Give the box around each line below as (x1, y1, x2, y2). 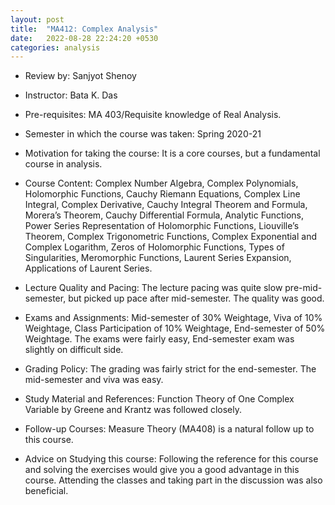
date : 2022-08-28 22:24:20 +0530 (10, 33, 159, 43)
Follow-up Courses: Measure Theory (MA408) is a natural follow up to (24, 423, 315, 435)
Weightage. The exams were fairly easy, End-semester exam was (24, 333, 295, 345)
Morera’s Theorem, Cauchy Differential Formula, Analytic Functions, (24, 209, 305, 221)
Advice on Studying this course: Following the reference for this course (24, 453, 319, 465)
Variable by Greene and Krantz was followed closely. (24, 404, 243, 416)
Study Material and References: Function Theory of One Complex (24, 393, 295, 405)
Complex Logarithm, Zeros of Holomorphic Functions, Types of (24, 241, 285, 253)
